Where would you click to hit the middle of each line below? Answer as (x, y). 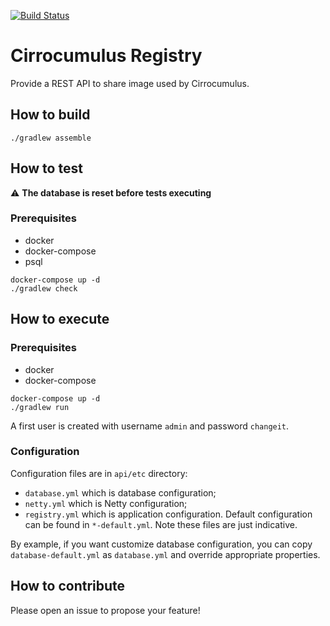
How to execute (60, 319)
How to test (46, 168)
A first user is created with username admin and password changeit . (150, 426)
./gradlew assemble (51, 138)
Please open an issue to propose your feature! (105, 610)
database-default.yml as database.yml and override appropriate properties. (165, 554)
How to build (50, 115)
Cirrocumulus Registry (106, 56)
